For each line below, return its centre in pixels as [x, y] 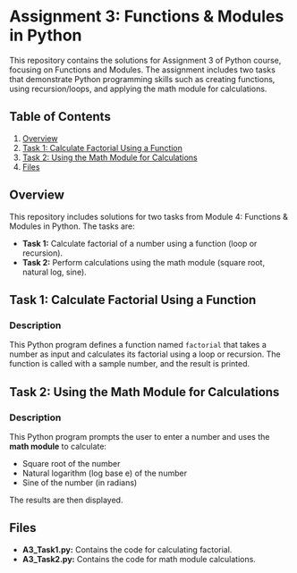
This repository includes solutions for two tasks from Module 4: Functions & [149, 216]
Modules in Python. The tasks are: [72, 226]
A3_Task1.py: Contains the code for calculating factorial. [127, 549]
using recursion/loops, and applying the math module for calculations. [138, 88]
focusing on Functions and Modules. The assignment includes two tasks [142, 70]
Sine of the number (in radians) [80, 482]
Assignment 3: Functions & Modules [147, 17]
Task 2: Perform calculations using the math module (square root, [144, 262]
